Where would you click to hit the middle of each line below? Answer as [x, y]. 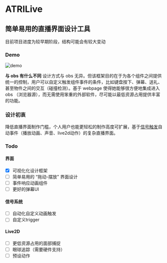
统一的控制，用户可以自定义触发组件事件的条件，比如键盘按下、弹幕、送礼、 [84, 82]
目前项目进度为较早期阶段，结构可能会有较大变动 [55, 42]
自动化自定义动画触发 [34, 214]
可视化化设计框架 [30, 171]
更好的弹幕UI [25, 189]
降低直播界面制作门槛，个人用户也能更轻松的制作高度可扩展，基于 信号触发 [82, 127]
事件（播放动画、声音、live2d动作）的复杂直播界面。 [64, 133]
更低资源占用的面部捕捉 [36, 243]
